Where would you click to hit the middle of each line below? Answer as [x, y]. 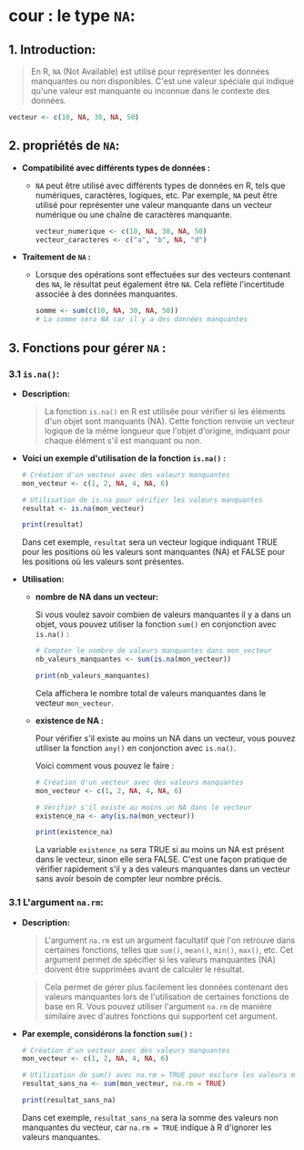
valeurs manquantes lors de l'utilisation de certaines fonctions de [167, 997]
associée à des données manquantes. [106, 294]
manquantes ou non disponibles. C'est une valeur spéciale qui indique [162, 81]
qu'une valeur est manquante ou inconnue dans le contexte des [150, 91]
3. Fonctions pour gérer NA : [87, 348]
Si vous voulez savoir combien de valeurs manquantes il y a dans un [163, 615]
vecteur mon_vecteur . [75, 703]
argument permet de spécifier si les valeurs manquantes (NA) [160, 959]
